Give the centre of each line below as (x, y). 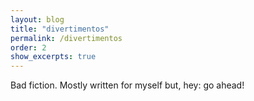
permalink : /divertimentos (66, 38)
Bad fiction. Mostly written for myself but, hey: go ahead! (127, 85)
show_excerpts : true (53, 57)
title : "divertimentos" (60, 29)
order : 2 (28, 47)
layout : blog (37, 19)
